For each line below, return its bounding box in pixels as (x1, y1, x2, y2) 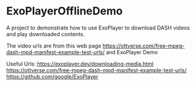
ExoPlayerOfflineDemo (6, 4, 123, 18)
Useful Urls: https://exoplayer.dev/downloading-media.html (6, 60, 154, 67)
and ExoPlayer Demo (105, 48, 158, 55)
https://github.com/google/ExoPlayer (6, 73, 99, 80)
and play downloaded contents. (6, 30, 85, 37)
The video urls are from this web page (6, 42, 102, 49)
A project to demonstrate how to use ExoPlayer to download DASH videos (6, 24, 191, 31)
